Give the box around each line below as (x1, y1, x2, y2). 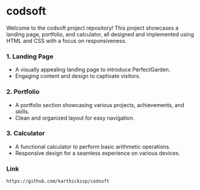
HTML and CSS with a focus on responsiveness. (6, 37, 127, 44)
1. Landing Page (6, 52, 53, 61)
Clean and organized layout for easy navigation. (15, 114, 135, 122)
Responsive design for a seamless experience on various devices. (15, 149, 181, 157)
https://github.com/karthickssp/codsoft (6, 179, 110, 185)
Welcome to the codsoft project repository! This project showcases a (6, 24, 179, 31)
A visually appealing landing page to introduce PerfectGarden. (15, 66, 171, 73)
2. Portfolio (6, 88, 40, 96)
